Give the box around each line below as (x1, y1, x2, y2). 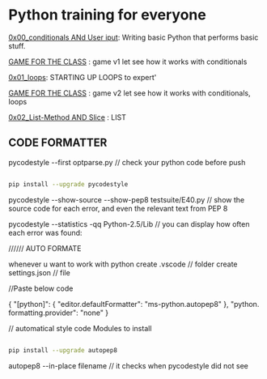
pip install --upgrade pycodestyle (8, 180, 129, 188)
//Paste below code (8, 283, 74, 293)
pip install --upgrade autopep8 (8, 346, 117, 354)
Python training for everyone (8, 6, 206, 24)
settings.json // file (8, 267, 70, 277)
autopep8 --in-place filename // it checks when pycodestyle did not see (8, 360, 248, 370)
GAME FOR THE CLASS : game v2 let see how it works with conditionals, (8, 87, 251, 98)
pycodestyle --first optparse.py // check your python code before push (8, 157, 246, 167)
